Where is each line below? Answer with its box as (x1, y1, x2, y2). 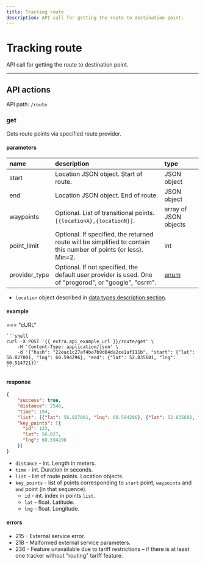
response (6, 378, 31, 385)
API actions (6, 84, 51, 95)
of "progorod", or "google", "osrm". (54, 278, 157, 286)
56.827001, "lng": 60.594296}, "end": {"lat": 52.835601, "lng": (6, 354, 176, 360)
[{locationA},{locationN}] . (54, 216, 135, 225)
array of (164, 205, 187, 213)
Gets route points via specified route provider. (6, 129, 122, 137)
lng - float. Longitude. (24, 505, 80, 512)
